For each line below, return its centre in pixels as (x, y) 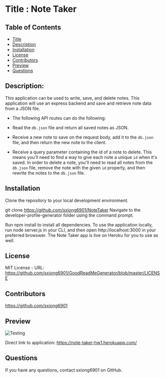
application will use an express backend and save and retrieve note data (78, 103)
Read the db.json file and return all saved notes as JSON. (70, 127)
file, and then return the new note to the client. (59, 142)
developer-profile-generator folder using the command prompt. (69, 215)
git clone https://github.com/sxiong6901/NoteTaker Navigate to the (73, 210)
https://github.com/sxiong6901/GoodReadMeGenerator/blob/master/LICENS (82, 273)
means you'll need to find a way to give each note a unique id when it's (85, 157)
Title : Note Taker (41, 9)
